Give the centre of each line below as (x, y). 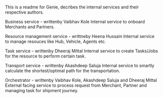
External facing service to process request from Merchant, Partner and (76, 85)
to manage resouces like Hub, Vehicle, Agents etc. (55, 41)
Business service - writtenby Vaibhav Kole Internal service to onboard (75, 22)
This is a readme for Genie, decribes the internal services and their (72, 7)
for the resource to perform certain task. (45, 56)
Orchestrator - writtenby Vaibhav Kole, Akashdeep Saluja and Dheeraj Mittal (81, 80)
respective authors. (25, 12)
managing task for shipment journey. (42, 90)
